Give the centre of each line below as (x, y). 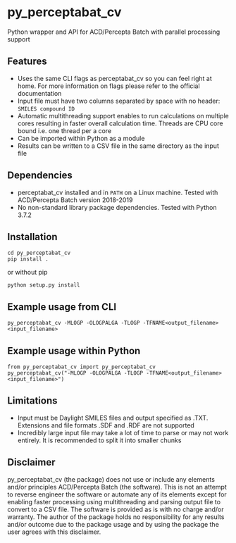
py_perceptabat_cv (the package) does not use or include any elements (111, 479)
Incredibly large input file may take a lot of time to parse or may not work (123, 432)
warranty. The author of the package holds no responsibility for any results (116, 517)
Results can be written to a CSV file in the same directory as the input (118, 146)
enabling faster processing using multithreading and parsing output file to (114, 501)
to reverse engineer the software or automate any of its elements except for (117, 494)
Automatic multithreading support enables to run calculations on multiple (123, 116)
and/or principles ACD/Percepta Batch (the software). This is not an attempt (117, 487)
